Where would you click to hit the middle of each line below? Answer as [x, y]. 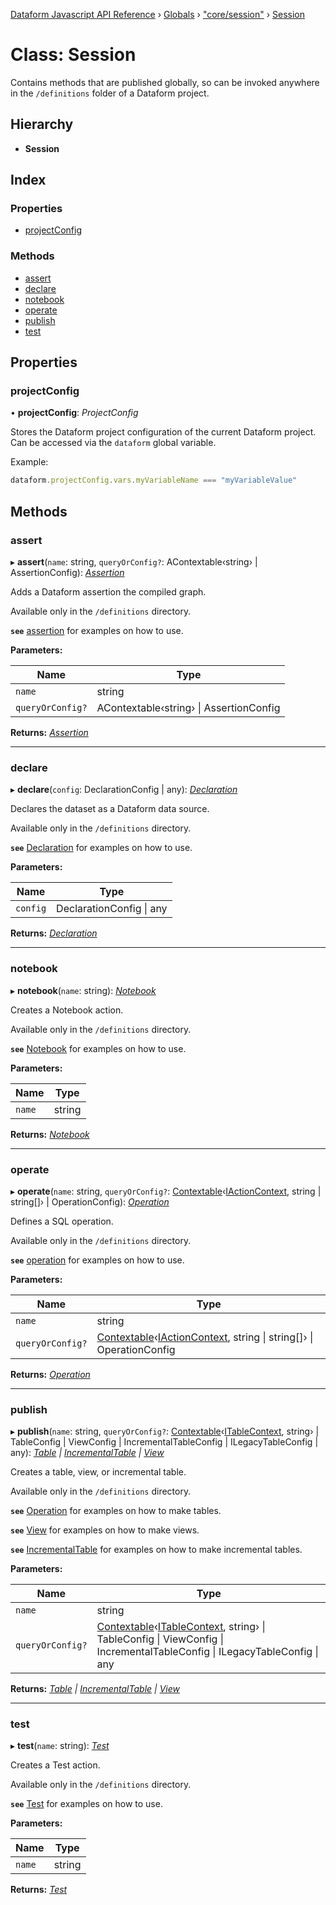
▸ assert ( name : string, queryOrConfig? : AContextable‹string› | [134, 561]
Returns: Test [39, 1890]
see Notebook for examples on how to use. [98, 1048]
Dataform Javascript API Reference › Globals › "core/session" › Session [157, 14]
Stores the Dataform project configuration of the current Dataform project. [163, 432]
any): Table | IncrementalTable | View [87, 1453]
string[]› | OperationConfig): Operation [90, 1201]
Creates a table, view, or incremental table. [98, 1472]
